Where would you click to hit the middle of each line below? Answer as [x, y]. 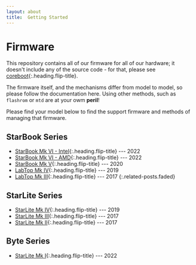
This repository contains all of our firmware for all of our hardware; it [91, 63]
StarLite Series [34, 195]
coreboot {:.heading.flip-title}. [42, 76]
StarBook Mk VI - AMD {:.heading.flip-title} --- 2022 [78, 158]
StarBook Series [37, 137]
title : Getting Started [37, 17]
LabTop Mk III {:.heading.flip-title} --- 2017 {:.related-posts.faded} [95, 177]
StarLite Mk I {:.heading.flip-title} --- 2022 [66, 255]
